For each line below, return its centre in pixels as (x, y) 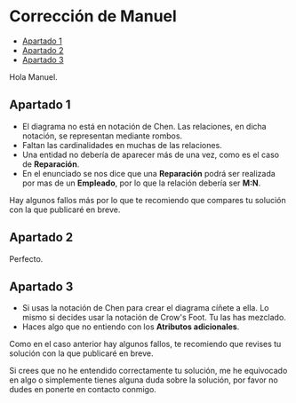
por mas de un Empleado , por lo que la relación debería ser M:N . (141, 183)
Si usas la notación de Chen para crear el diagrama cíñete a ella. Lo (145, 308)
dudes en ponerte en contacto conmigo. (83, 390)
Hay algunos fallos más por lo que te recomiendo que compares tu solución (148, 200)
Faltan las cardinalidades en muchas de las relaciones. (122, 145)
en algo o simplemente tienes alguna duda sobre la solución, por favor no (144, 380)
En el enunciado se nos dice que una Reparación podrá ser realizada (148, 173)
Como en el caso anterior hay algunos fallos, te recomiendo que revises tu (145, 344)
